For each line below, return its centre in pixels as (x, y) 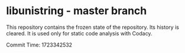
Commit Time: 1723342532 (39, 45)
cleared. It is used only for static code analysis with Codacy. (79, 33)
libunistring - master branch (77, 11)
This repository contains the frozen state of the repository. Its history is (92, 27)
